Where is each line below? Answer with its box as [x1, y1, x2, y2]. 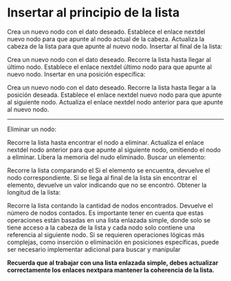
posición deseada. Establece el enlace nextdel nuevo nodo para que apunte [7, 91, 222, 99]
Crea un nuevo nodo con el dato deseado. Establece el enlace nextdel [7, 27, 206, 36]
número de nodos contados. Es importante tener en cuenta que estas [7, 208, 204, 217]
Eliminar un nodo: [7, 125, 57, 133]
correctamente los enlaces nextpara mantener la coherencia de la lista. [7, 266, 215, 274]
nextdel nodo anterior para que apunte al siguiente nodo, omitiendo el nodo [7, 146, 221, 154]
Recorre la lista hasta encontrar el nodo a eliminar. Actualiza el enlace [7, 138, 204, 146]
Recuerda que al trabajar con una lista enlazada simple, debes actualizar [7, 258, 219, 267]
